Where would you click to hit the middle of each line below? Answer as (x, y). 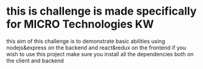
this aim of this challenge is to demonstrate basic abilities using (86, 41)
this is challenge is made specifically (101, 11)
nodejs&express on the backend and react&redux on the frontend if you (96, 48)
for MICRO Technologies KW (80, 24)
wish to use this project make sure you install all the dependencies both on (100, 54)
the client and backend (35, 60)
